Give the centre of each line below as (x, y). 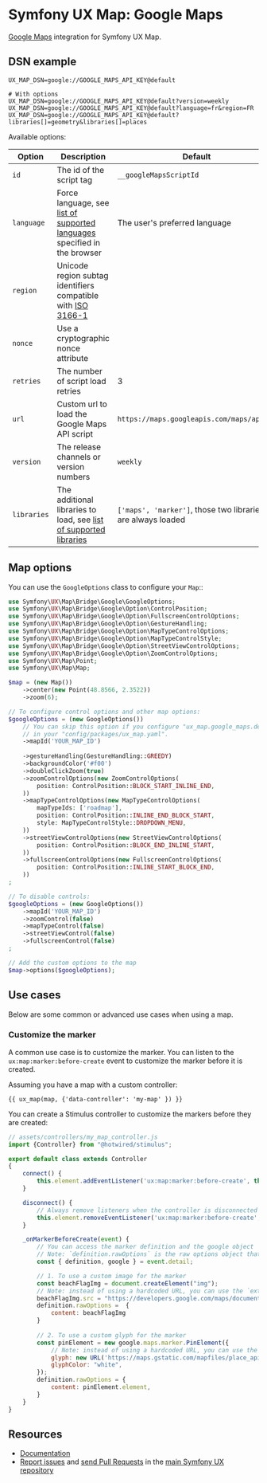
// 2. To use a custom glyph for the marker (112, 1335)
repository (37, 1470)
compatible (78, 295)
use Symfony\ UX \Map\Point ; (53, 661)
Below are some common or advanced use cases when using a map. (121, 1014)
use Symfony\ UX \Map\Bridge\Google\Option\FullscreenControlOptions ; (124, 616)
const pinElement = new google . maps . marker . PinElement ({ (133, 1343)
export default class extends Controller (78, 1159)
